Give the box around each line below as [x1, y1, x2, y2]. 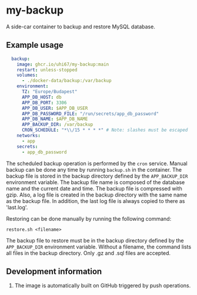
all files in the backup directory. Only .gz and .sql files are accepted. [6, 249, 171, 257]
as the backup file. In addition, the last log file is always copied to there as [6, 197, 185, 204]
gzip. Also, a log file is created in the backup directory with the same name [6, 191, 187, 198]
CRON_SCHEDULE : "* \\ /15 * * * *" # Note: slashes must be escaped [21, 127, 188, 133]
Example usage [6, 40, 64, 50]
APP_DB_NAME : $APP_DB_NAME [21, 116, 88, 122]
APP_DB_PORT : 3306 [21, 100, 67, 106]
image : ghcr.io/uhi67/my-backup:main [16, 61, 109, 67]
